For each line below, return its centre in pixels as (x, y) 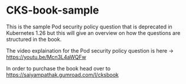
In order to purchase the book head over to (58, 68)
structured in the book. (34, 39)
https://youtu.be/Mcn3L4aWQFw (46, 57)
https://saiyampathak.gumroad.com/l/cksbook (63, 75)
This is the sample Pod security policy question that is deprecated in (89, 27)
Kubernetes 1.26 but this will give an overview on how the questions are (93, 33)
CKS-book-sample (53, 10)
